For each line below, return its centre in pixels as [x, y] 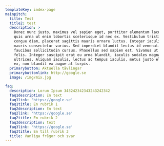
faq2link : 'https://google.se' [41, 113]
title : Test [22, 18]
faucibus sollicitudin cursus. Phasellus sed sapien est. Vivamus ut [86, 50]
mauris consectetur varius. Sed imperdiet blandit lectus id [77, 46]
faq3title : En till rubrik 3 [39, 131]
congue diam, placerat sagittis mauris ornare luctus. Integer [80, 41]
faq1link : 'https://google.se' [41, 100]
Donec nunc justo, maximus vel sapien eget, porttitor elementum [82, 32]
